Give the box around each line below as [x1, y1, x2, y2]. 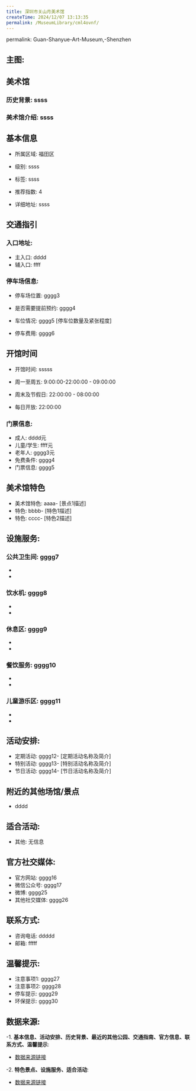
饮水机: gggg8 [6, 589, 47, 597]
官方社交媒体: [6, 857, 56, 867]
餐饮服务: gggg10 [6, 661, 56, 669]
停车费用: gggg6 [14, 330, 55, 337]
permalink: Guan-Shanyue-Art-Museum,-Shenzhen [6, 36, 131, 43]
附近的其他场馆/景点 [6, 786, 80, 796]
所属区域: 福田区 [14, 150, 54, 157]
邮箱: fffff [14, 939, 37, 946]
